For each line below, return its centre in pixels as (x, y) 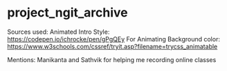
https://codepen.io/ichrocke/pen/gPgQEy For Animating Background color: (113, 39)
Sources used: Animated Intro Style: (58, 32)
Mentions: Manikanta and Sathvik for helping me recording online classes (112, 59)
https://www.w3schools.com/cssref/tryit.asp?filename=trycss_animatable (112, 46)
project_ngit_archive (67, 13)
